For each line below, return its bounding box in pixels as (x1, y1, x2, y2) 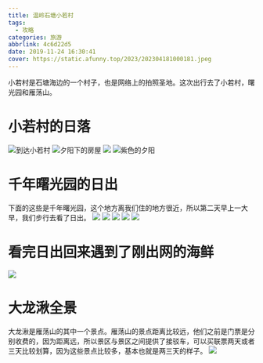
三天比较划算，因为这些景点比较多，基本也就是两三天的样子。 (8, 346, 207, 355)
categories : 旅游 (8, 33, 63, 42)
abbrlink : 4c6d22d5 (8, 41, 72, 49)
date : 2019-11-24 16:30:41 (8, 48, 96, 56)
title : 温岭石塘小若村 (8, 11, 74, 20)
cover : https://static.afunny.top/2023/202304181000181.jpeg (8, 56, 212, 64)
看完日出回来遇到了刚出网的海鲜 (8, 243, 214, 261)
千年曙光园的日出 (8, 176, 119, 193)
